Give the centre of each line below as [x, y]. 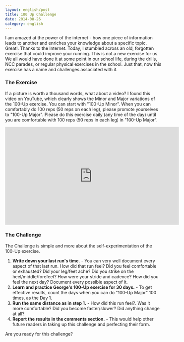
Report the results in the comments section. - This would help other [83, 319]
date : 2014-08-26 [23, 19]
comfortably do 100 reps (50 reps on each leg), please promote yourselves [82, 109]
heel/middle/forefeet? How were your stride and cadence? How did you [85, 276]
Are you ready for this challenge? [39, 334]
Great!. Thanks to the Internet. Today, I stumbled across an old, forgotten [80, 48]
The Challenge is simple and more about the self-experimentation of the [79, 246]
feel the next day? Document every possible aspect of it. [70, 282]
